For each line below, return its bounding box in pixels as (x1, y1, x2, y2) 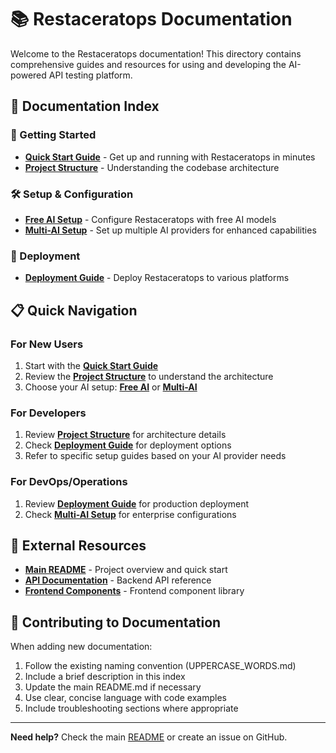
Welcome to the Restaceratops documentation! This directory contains (10, 47, 302, 60)
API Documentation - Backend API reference (24, 574, 212, 586)
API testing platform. (48, 69, 133, 81)
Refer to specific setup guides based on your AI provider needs (24, 450, 287, 462)
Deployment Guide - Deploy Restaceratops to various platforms (24, 272, 290, 284)
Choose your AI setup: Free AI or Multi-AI (24, 381, 198, 393)
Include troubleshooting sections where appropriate (24, 702, 239, 715)
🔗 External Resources (10, 537, 147, 554)
